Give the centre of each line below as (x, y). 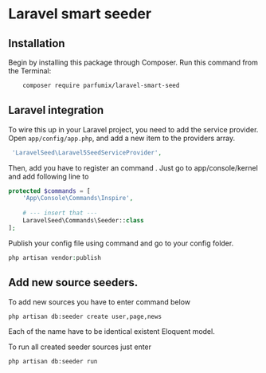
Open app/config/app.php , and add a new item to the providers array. (122, 138)
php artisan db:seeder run (53, 362)
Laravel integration (56, 110)
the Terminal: (30, 71)
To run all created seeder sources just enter (80, 347)
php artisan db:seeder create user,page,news (85, 316)
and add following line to (49, 176)
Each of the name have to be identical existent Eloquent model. (111, 332)
